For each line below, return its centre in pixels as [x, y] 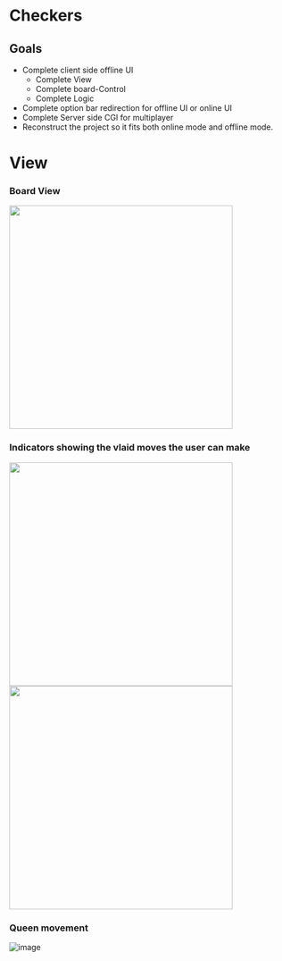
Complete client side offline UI [78, 70]
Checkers [46, 16]
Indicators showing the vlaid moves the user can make [130, 448]
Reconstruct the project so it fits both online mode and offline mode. [148, 127]
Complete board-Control [81, 89]
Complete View [63, 80]
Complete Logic [65, 98]
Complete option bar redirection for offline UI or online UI [127, 108]
